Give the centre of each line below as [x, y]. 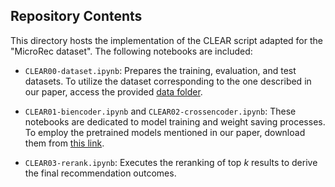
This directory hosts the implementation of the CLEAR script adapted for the [166, 40]
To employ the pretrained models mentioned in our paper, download [165, 132]
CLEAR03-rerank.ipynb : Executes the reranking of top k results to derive [171, 162]
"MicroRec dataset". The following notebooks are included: [131, 51]
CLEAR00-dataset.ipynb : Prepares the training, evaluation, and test [160, 70]
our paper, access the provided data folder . [113, 91]
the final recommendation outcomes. [100, 173]
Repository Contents [76, 16]
